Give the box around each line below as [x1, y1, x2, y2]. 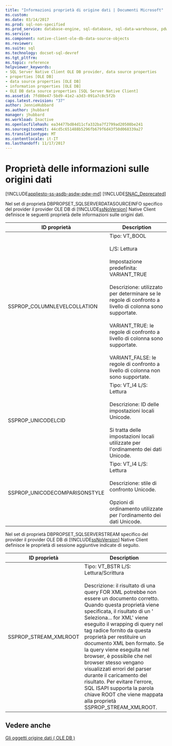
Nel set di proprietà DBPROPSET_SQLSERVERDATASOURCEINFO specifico [5, 201, 163, 207]
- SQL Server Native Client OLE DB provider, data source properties [5, 70, 157, 75]
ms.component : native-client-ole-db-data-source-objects [5, 36, 130, 42]
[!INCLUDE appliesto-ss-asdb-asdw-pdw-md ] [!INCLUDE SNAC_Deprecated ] [5, 191, 166, 197]
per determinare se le [109, 290, 161, 297]
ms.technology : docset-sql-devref [5, 50, 79, 55]
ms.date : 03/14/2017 [5, 17, 50, 22]
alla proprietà [84, 697, 116, 704]
